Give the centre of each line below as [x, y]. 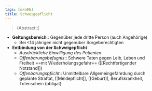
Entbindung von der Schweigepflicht [50, 47]
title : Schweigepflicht [29, 14]
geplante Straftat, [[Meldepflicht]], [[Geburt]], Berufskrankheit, [81, 78]
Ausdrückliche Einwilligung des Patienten [60, 53]
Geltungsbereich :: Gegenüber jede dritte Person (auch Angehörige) [80, 37]
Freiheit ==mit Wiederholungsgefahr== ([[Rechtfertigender [78, 63]
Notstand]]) [31, 68]
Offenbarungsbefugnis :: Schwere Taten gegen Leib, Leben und [82, 58]
